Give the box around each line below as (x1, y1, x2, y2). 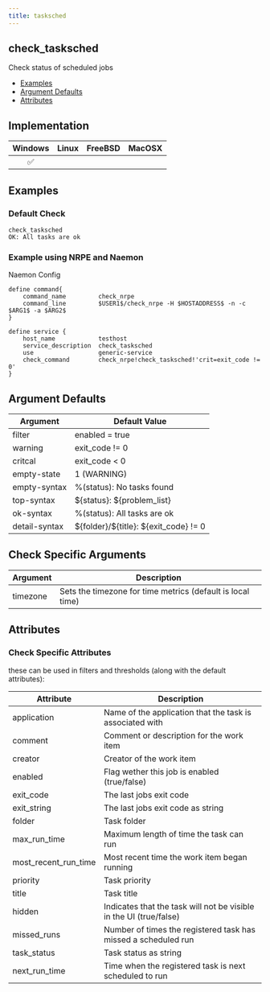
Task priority (103, 875, 151, 886)
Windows (12, 142, 50, 154)
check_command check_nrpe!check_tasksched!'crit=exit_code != (22, 356, 261, 364)
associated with (103, 717, 163, 728)
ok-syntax (12, 508, 52, 519)
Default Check (8, 208, 66, 219)
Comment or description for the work (103, 730, 243, 741)
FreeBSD (86, 142, 121, 154)
